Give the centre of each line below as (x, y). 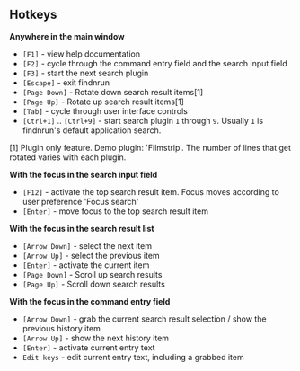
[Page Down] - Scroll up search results (92, 274)
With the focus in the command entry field (90, 301)
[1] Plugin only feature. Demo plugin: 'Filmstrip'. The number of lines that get (150, 147)
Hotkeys (33, 15)
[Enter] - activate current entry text (88, 347)
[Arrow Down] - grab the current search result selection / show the (144, 319)
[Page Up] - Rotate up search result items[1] (103, 102)
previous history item (62, 328)
